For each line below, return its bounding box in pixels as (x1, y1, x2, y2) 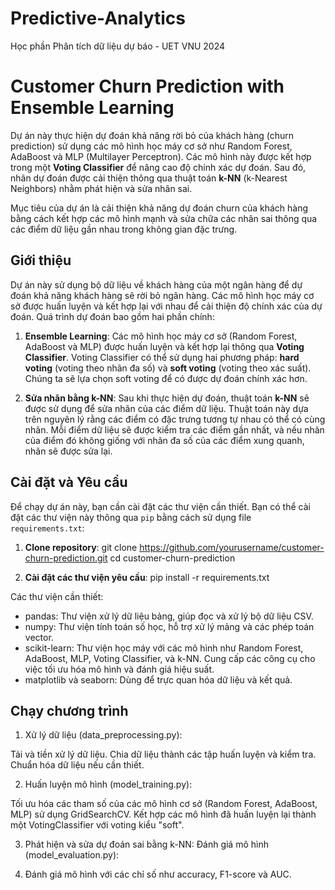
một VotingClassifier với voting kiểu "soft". (10, 819, 185, 831)
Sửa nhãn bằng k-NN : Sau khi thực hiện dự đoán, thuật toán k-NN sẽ (24, 392, 310, 404)
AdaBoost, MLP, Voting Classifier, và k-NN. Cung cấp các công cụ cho (24, 652, 316, 664)
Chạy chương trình (10, 702, 129, 719)
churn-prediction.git (24, 552, 108, 564)
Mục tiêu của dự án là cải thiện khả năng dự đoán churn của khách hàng (10, 202, 309, 214)
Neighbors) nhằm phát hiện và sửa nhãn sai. (10, 182, 193, 194)
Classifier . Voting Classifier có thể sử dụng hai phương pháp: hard (24, 351, 300, 363)
